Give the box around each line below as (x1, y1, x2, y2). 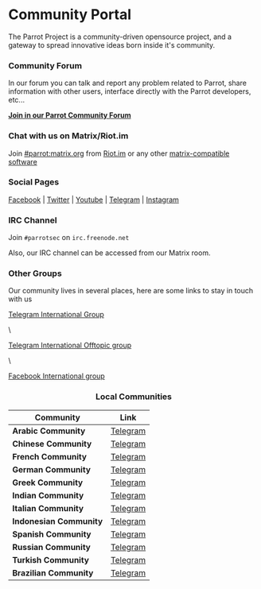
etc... (8, 95, 25, 105)
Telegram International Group (8, 310, 105, 320)
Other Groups (8, 268, 62, 279)
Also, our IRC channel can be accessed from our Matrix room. (8, 248, 211, 258)
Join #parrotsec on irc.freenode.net (8, 233, 130, 242)
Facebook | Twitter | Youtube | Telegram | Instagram (8, 195, 179, 204)
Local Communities (95, 391, 173, 402)
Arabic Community (12, 425, 86, 436)
